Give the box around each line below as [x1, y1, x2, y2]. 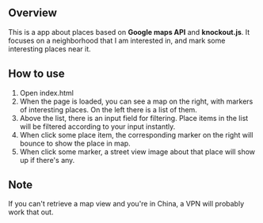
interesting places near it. [8, 43, 91, 54]
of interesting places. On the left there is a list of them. [19, 104, 198, 114]
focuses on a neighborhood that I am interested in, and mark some [8, 36, 226, 45]
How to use [8, 67, 65, 81]
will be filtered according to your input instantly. [19, 122, 176, 131]
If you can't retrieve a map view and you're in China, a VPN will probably [8, 199, 244, 209]
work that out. [8, 207, 54, 217]
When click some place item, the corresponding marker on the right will [19, 130, 253, 139]
